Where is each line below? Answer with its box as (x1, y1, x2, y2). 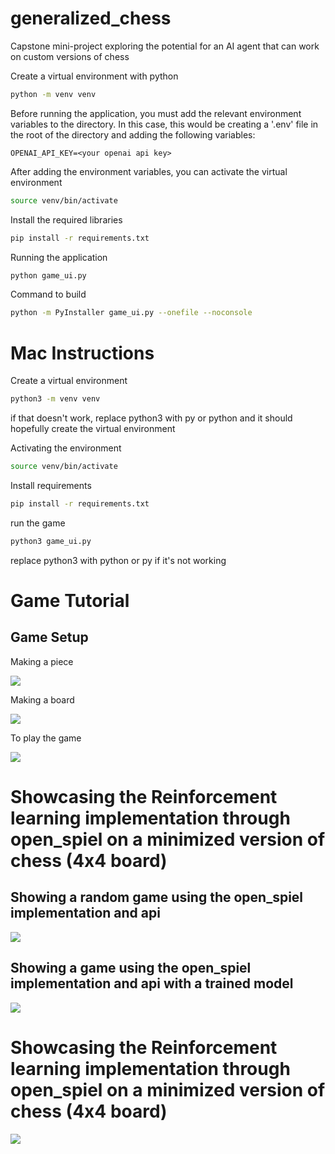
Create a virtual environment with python (10, 70, 179, 82)
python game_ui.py (10, 270, 87, 281)
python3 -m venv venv (10, 394, 101, 404)
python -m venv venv (10, 89, 97, 99)
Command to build (10, 288, 87, 301)
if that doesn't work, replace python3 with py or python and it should (10, 412, 293, 424)
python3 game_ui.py (10, 536, 92, 546)
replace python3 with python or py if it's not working (10, 554, 227, 566)
